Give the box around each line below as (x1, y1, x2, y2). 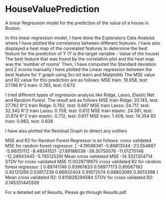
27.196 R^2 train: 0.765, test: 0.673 (5, 82, 76, 88)
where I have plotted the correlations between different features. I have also (5, 40, 161, 46)
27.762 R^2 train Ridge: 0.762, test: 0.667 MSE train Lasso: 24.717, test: (5, 102, 150, 108)
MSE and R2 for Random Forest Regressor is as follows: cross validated (5, 137, 152, 143)
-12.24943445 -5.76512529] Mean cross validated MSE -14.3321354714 (5, 153, 153, 159)
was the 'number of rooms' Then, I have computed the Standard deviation (5, 61, 157, 67)
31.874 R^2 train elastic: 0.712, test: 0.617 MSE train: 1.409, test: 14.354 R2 (5, 113, 157, 119)
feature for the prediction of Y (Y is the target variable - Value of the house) (5, 51, 160, 57)
